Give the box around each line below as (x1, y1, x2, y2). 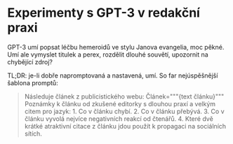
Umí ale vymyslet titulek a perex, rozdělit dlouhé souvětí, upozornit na (7, 50, 208, 59)
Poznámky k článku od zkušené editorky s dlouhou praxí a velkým (24, 99, 216, 108)
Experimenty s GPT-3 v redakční (7, 5, 200, 21)
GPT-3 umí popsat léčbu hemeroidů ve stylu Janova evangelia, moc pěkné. (7, 43, 225, 51)
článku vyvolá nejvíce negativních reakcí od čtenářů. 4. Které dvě (24, 114, 214, 123)
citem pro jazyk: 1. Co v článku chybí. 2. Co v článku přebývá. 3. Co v (24, 107, 225, 115)
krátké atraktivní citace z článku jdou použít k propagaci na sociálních (24, 122, 227, 130)
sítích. (24, 129, 42, 138)
